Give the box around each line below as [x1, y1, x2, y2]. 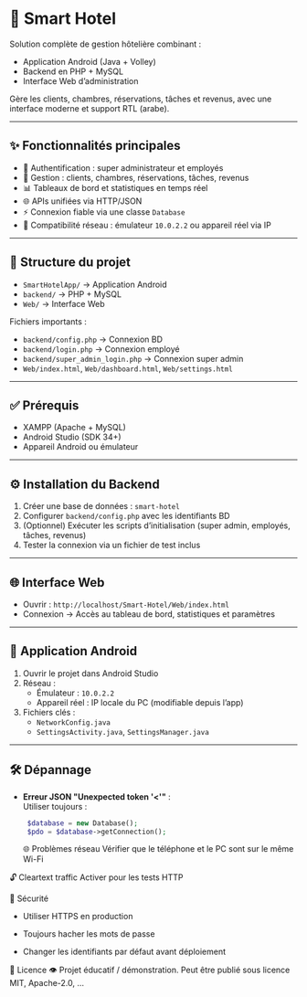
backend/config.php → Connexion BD [22, 334, 163, 345]
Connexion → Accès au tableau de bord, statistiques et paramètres [22, 609, 276, 620]
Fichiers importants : [9, 315, 87, 327]
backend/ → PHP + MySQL [22, 288, 122, 300]
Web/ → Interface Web [22, 298, 105, 309]
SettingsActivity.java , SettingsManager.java [36, 726, 210, 737]
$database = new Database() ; [26, 818, 139, 828]
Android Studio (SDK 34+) [22, 431, 122, 442]
